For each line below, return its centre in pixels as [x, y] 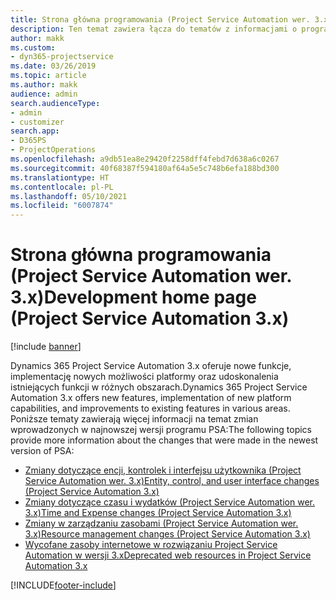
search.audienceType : [55, 103]
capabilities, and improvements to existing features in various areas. [150, 408]
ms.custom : [33, 47]
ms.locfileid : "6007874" [62, 206]
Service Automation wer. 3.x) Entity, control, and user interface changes [172, 481]
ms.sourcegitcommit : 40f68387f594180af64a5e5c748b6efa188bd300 [145, 168]
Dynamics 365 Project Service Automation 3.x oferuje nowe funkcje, [151, 366]
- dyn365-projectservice [62, 57]
